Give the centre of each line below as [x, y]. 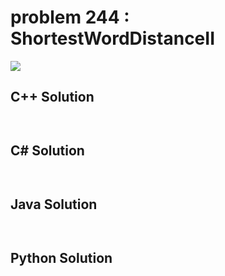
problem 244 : [70, 17]
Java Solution [54, 204]
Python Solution [61, 257]
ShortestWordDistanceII [113, 38]
